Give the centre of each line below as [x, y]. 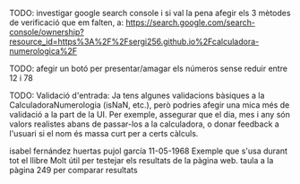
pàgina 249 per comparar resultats [73, 170]
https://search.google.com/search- [190, 22]
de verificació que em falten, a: [66, 22]
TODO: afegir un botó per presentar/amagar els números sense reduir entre [149, 68]
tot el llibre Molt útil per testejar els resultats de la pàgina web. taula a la [141, 160]
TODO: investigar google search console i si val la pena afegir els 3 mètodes [150, 13]
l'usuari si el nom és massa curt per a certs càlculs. [104, 133]
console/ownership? [47, 32]
